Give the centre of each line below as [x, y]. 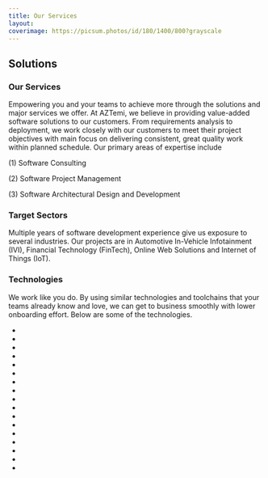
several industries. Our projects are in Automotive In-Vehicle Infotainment [130, 241]
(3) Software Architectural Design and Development [94, 194]
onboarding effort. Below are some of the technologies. [100, 314]
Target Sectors [38, 215]
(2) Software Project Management [65, 179]
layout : [21, 23]
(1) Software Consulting [48, 163]
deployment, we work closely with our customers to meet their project [125, 130]
